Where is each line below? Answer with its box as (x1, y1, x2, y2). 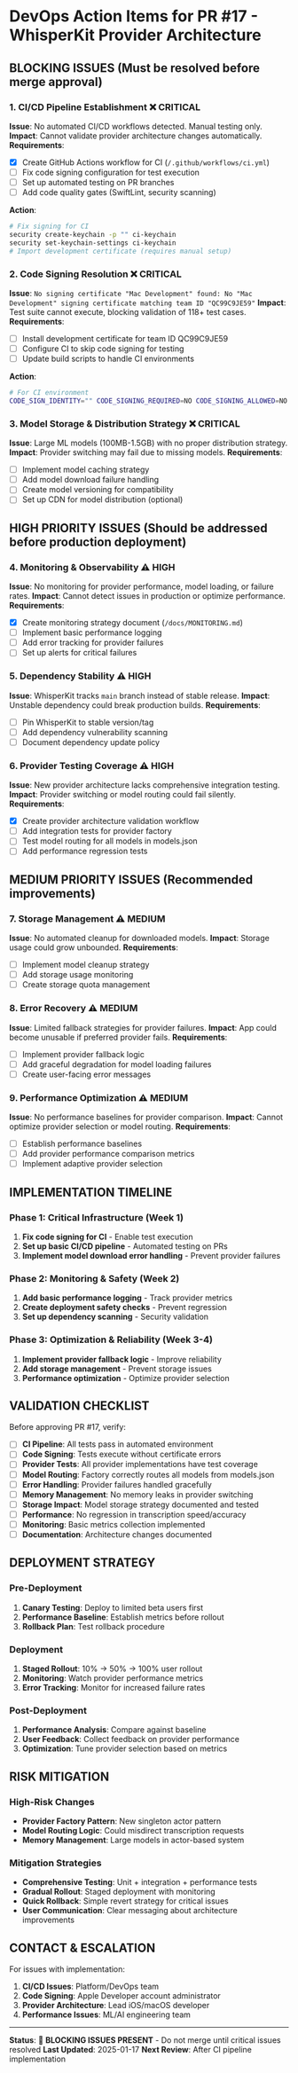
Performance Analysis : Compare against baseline (21, 1724, 207, 1735)
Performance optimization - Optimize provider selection (21, 1372, 231, 1383)
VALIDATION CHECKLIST (9, 1398, 150, 1413)
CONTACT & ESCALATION (9, 1940, 156, 1955)
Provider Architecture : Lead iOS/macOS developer (21, 2000, 210, 2011)
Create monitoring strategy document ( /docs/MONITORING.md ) (21, 617, 244, 628)
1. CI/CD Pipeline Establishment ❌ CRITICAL (9, 100, 201, 113)
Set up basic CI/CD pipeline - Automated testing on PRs (21, 1240, 228, 1252)
